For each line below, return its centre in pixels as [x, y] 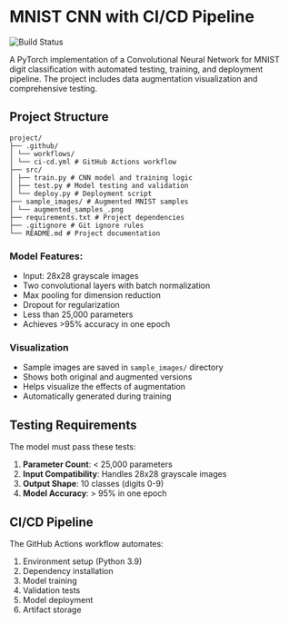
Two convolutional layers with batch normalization [116, 286]
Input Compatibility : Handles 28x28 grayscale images [125, 474]
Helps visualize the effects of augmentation [104, 387]
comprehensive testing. [54, 88]
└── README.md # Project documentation [85, 233]
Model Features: [46, 256]
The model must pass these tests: [73, 447]
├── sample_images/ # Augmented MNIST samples [99, 202]
